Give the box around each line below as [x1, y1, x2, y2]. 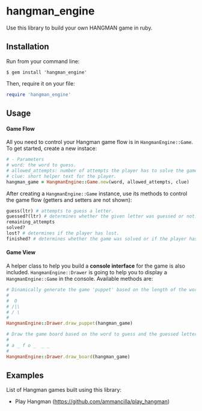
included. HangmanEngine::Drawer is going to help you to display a [6, 269, 167, 276]
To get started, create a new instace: [6, 145, 97, 152]
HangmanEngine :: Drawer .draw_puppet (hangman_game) [6, 321, 133, 327]
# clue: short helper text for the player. [6, 173, 117, 179]
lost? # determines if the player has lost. [6, 230, 120, 236]
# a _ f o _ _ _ [6, 342, 50, 348]
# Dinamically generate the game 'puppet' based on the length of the [6, 287, 187, 293]
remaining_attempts [6, 219, 55, 225]
